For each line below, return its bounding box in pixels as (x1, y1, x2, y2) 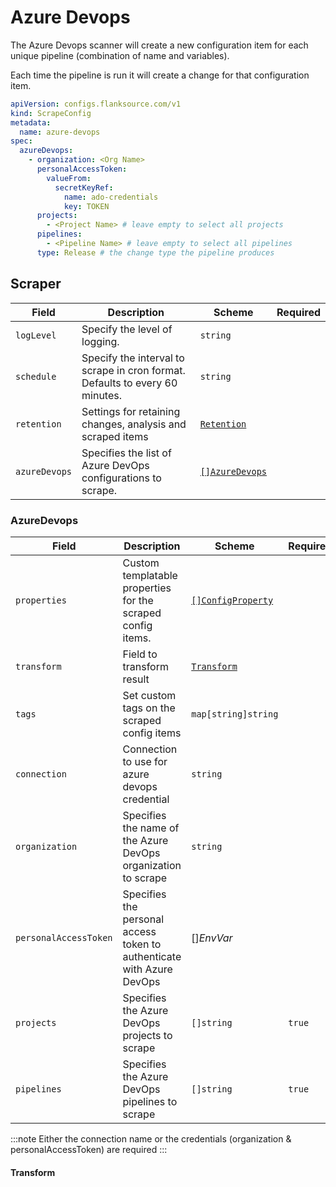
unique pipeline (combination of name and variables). (10, 49, 230, 61)
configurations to (81, 471, 162, 485)
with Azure (122, 962, 173, 976)
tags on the (122, 701, 176, 715)
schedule (15, 371, 57, 382)
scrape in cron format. (81, 363, 186, 377)
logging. (81, 334, 120, 348)
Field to (122, 647, 158, 661)
